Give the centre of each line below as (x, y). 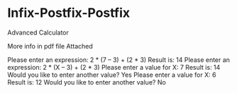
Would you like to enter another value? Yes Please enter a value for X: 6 (112, 75)
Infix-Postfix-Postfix (69, 13)
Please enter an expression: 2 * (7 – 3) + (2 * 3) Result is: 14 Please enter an (119, 60)
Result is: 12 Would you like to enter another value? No (87, 82)
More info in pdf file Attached (50, 46)
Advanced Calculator (38, 32)
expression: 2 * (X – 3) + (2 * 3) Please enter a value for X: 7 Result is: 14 (114, 67)
